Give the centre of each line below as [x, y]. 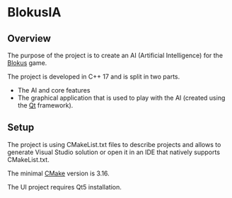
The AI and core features [54, 90]
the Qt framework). [45, 105]
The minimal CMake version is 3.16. [58, 173]
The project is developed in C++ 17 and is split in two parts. [94, 76]
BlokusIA [34, 12]
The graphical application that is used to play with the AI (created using [121, 98]
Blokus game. [27, 63]
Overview [29, 39]
